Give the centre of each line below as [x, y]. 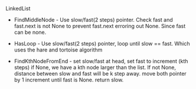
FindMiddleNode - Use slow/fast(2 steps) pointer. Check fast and [94, 20]
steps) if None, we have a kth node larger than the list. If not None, [95, 67]
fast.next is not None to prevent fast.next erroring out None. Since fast [100, 26]
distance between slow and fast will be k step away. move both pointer [100, 73]
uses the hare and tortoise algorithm [58, 50]
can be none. [30, 32]
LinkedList [18, 8]
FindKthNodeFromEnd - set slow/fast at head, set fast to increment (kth [101, 61]
